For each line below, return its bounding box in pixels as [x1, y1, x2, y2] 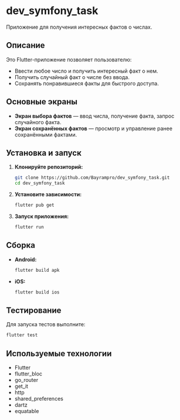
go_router [14, 376, 39, 383]
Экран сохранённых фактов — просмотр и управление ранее [14, 125, 173, 132]
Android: [14, 256, 37, 263]
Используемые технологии [6, 349, 112, 358]
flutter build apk [14, 267, 60, 273]
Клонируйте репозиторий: [14, 163, 83, 170]
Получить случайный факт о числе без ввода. [14, 73, 130, 80]
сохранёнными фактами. [14, 131, 77, 138]
